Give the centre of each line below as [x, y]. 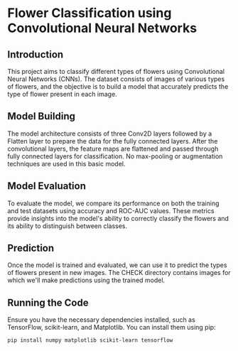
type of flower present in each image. [62, 94]
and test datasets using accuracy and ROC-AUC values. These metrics [111, 210]
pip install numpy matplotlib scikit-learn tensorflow [90, 340]
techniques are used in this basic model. [66, 163]
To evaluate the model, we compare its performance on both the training [113, 203]
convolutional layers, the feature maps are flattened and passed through [113, 148]
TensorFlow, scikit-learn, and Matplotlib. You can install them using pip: [112, 328]
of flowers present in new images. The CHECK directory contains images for [119, 273]
